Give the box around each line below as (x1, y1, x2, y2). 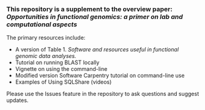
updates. (6, 97, 29, 104)
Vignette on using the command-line (15, 65, 108, 73)
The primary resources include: (6, 34, 86, 42)
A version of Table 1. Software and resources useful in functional (15, 46, 179, 53)
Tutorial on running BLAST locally (15, 59, 100, 66)
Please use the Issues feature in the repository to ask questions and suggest (6, 90, 199, 98)
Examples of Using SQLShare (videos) (15, 78, 112, 86)
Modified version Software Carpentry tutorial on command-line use (15, 72, 185, 79)
